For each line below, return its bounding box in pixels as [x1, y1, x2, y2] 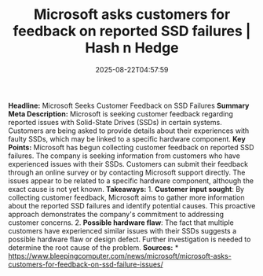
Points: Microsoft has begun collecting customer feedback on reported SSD [8, 142, 254, 152]
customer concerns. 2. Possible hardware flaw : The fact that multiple [8, 218, 234, 227]
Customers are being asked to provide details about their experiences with [8, 126, 250, 135]
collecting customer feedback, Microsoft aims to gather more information [8, 193, 245, 202]
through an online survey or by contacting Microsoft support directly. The [8, 167, 246, 177]
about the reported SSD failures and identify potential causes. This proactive [8, 201, 256, 210]
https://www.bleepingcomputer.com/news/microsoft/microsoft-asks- [8, 251, 232, 260]
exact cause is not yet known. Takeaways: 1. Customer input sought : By [8, 184, 245, 193]
